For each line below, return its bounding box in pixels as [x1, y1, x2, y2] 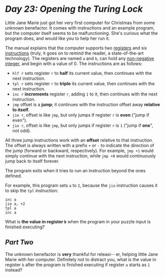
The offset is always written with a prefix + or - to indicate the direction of [5, 142, 154, 148]
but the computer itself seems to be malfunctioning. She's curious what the [5, 30, 158, 36]
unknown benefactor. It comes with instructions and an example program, [5, 25, 155, 31]
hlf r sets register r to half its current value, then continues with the [12, 70, 152, 76]
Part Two [5, 238, 33, 246]
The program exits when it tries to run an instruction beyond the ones [5, 167, 146, 173]
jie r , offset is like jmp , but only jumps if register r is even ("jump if [12, 112, 149, 118]
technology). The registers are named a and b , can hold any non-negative [5, 55, 154, 61]
